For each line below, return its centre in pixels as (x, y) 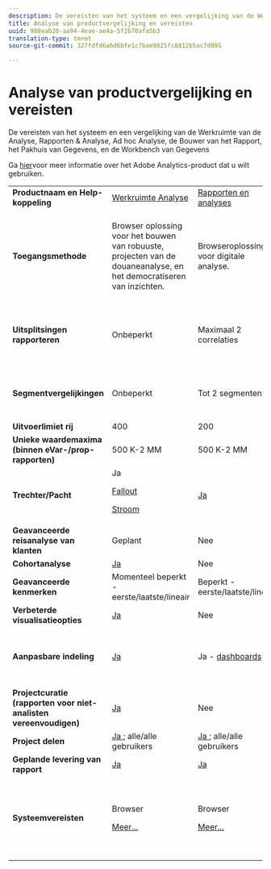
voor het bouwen (144, 236)
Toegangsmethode (50, 257)
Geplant (127, 541)
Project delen (39, 742)
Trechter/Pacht (42, 495)
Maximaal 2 (219, 330)
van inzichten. (138, 286)
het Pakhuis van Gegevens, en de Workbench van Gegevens (109, 149)
